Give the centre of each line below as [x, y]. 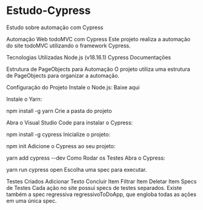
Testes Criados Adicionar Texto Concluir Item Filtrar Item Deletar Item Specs [101, 181]
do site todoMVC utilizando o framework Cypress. [69, 46]
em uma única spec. [32, 200]
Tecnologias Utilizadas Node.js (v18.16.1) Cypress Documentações [89, 57]
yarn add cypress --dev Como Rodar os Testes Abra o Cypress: [86, 158]
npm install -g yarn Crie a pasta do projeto [59, 110]
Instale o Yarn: [24, 99]
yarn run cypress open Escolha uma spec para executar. [77, 169]
